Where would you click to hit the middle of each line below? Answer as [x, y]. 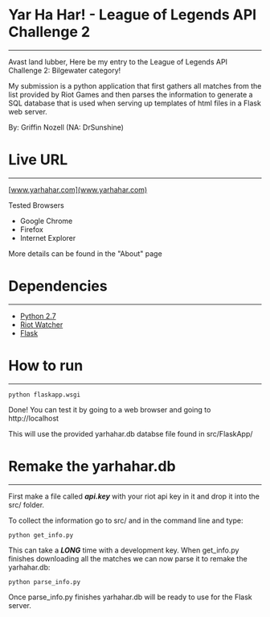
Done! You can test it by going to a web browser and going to [110, 409]
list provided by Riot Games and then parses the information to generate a [131, 94]
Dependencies [58, 286]
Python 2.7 [38, 316]
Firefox [32, 229]
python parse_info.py [45, 582]
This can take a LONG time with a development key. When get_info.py [124, 550]
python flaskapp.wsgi [45, 395]
